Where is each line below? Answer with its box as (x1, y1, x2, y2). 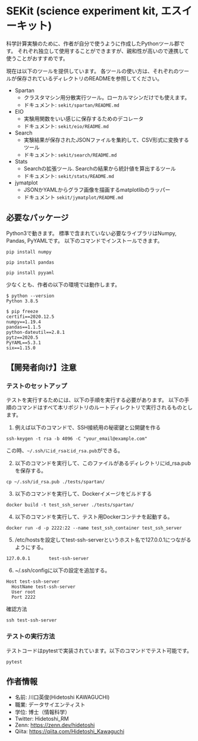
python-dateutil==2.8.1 (6, 329, 65, 335)
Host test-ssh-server (6, 579, 60, 585)
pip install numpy (6, 249, 52, 255)
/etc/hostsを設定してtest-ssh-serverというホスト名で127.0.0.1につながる (14, 536, 191, 543)
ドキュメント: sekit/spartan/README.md (23, 101, 120, 108)
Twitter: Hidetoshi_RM (14, 715, 70, 722)
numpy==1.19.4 (6, 318, 42, 325)
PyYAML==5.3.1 (6, 339, 42, 346)
